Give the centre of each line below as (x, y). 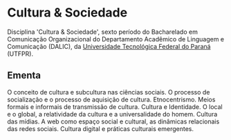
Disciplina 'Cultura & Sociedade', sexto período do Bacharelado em (103, 32)
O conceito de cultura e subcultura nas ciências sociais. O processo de (109, 92)
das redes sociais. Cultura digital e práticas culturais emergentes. (100, 128)
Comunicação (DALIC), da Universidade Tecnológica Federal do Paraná (109, 46)
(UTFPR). (20, 54)
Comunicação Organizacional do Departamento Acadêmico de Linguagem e (116, 39)
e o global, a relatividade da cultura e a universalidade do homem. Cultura (112, 114)
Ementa (24, 76)
